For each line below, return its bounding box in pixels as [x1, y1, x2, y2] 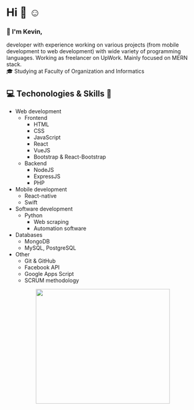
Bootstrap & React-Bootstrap [33, 153, 106, 161]
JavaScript [33, 134, 61, 141]
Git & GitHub [24, 257, 56, 265]
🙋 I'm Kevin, [6, 28, 43, 36]
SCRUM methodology [24, 277, 80, 284]
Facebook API [24, 264, 60, 271]
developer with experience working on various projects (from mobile [6, 41, 179, 48]
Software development [15, 205, 73, 213]
